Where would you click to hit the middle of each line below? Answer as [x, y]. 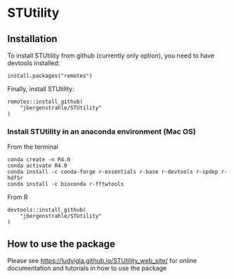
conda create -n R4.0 [39, 160]
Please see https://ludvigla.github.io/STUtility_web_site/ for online [102, 261]
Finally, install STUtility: [41, 89]
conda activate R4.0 [38, 166]
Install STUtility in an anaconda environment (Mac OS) [102, 131]
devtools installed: [34, 63]
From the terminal [33, 147]
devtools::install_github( [47, 210]
